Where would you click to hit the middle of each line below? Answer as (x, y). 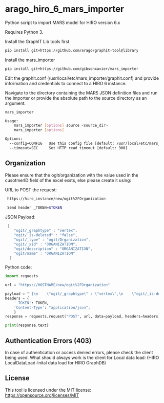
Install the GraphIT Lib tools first (37, 41)
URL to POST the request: (31, 190)
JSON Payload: (20, 217)
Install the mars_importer (30, 60)
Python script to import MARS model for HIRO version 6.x (63, 22)
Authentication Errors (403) (48, 341)
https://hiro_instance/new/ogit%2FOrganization (56, 199)
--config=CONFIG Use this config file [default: (62, 144)
